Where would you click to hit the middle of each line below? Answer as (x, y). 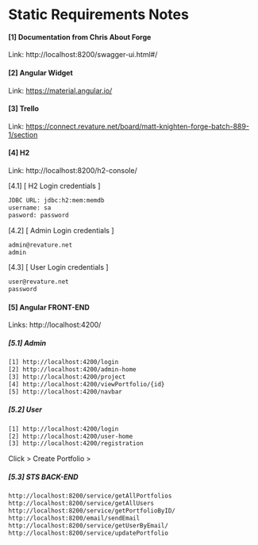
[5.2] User (25, 409)
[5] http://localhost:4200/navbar (65, 391)
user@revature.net (39, 282)
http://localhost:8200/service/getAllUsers (81, 504)
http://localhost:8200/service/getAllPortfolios (90, 496)
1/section (23, 134)
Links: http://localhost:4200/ (55, 325)
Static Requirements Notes (98, 15)
